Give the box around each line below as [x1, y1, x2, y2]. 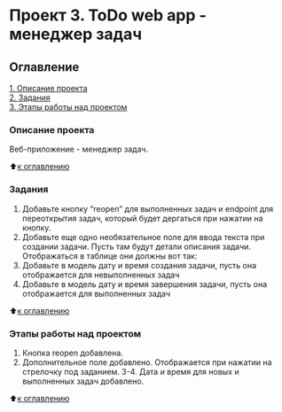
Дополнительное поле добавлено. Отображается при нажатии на [21, 356, 272, 368]
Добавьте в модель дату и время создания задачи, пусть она [21, 260, 257, 270]
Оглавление [9, 59, 80, 74]
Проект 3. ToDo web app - [9, 5, 207, 26]
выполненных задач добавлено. [21, 376, 145, 386]
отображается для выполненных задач [21, 288, 171, 299]
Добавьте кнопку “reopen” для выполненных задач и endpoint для [21, 203, 274, 214]
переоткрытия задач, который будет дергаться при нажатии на [21, 213, 263, 223]
